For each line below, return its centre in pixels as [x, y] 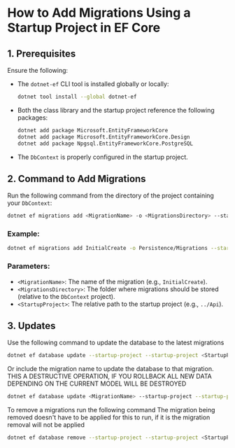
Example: [23, 234]
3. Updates [31, 326]
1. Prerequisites [42, 54]
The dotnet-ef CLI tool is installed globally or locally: [93, 84]
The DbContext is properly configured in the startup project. [103, 157]
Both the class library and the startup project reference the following [116, 110]
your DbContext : [30, 203]
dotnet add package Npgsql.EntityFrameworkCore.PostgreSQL [105, 143]
